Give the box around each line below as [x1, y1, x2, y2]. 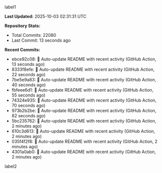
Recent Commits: [4, 47, 40, 52]
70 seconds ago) [11, 103, 46, 108]
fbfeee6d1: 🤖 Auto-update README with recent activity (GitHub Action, [11, 87, 154, 93]
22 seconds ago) [11, 72, 46, 77]
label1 [4, 4, 16, 10]
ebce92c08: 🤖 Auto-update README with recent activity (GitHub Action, [11, 56, 157, 62]
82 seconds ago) [11, 113, 46, 118]
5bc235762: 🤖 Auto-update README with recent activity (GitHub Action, [11, 118, 156, 124]
